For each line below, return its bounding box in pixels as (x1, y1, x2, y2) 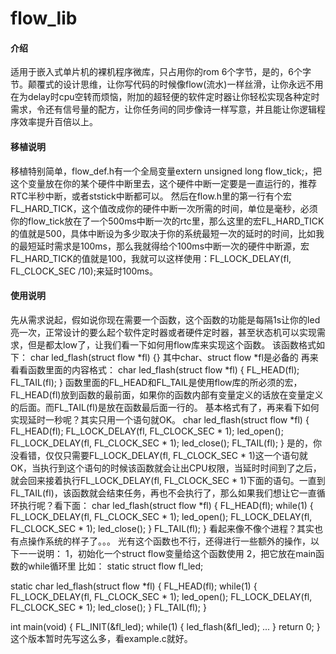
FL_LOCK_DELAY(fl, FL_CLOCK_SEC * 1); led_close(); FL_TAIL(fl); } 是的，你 (10, 437, 322, 449)
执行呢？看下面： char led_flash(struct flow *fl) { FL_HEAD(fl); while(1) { (18, 499, 314, 511)
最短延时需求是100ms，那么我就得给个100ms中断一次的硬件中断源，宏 (18, 240, 310, 252)
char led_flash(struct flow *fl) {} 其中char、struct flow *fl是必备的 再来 (29, 351, 319, 363)
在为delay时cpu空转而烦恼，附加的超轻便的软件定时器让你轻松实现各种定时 (10, 91, 320, 103)
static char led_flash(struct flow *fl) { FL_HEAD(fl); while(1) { (10, 580, 258, 592)
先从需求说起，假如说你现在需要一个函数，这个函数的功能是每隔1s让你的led (10, 313, 321, 326)
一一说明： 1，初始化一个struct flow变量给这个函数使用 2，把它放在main (18, 547, 317, 559)
